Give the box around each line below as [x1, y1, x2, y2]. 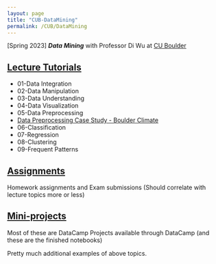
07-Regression [16, 131, 60, 139]
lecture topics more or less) [7, 191, 85, 199]
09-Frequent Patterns [16, 145, 79, 154]
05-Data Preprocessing [16, 109, 84, 117]
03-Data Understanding [16, 94, 84, 103]
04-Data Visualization [16, 101, 79, 110]
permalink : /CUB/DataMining [7, 23, 88, 29]
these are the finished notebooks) [7, 236, 103, 244]
